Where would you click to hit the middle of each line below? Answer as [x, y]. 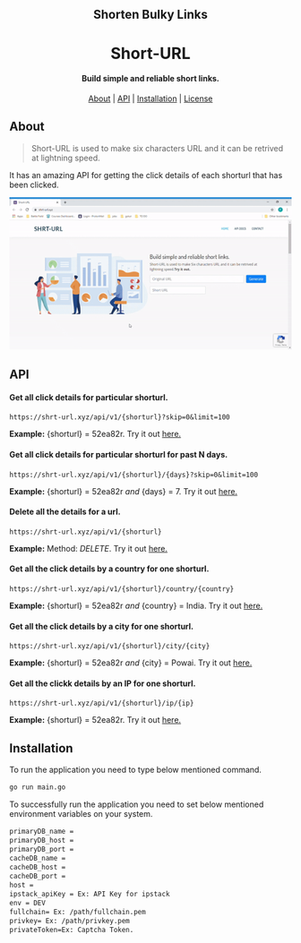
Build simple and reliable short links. [150, 79]
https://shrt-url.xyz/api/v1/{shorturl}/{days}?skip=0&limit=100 [133, 475]
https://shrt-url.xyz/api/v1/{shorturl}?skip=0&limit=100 [120, 417]
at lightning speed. [65, 158]
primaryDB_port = [42, 850]
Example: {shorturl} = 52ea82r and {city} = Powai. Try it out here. [131, 663]
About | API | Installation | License [150, 99]
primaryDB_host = [42, 841]
